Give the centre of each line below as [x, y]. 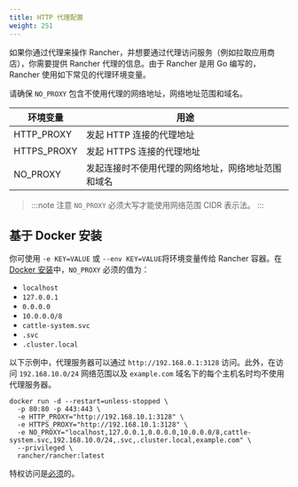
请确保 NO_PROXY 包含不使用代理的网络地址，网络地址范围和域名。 [129, 93]
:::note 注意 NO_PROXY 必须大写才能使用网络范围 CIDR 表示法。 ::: [147, 204]
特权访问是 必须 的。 [44, 474]
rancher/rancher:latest [61, 456]
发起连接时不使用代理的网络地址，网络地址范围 [184, 168]
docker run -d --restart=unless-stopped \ [89, 402]
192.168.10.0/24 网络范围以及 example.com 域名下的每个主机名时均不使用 [152, 373]
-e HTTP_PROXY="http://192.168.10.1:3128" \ [101, 417]
